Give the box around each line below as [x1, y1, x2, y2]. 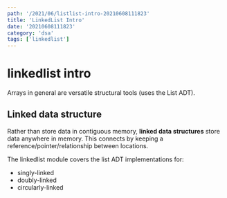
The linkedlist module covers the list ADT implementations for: [7, 155, 185, 163]
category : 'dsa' [7, 29, 54, 37]
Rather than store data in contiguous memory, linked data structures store [7, 127, 220, 135]
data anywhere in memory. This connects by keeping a [7, 134, 164, 143]
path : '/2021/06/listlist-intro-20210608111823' [7, 10, 150, 17]
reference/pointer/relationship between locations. [7, 141, 149, 150]
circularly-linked [17, 183, 64, 191]
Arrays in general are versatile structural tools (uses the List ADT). [7, 89, 195, 97]
